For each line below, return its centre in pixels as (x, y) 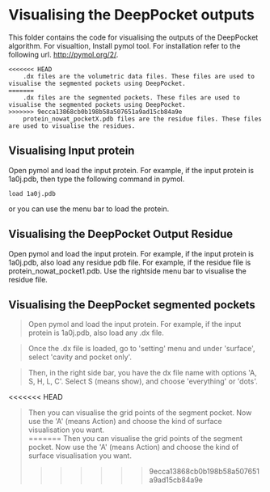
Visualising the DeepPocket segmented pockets (132, 305)
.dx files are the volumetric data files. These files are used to (139, 76)
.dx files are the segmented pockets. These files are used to (132, 98)
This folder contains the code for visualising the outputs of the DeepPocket (133, 37)
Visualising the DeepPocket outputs (131, 15)
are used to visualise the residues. (72, 126)
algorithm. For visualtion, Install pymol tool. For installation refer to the (124, 45)
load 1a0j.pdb (32, 193)
